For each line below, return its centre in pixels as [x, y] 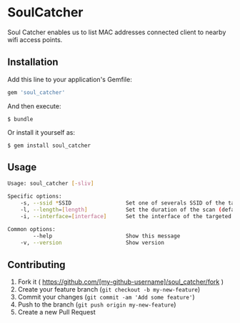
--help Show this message [107, 236]
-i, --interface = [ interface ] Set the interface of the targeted [126, 216]
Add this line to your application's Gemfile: [70, 79]
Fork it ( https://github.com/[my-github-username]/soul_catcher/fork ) [120, 282]
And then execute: [34, 106]
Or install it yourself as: [41, 132]
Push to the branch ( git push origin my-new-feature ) [97, 304]
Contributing [36, 265]
